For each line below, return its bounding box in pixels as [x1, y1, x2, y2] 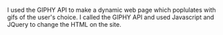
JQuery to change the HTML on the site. [7, 21, 122, 28]
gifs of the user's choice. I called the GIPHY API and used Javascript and [7, 13, 215, 21]
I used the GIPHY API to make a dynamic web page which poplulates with [7, 6, 216, 14]
